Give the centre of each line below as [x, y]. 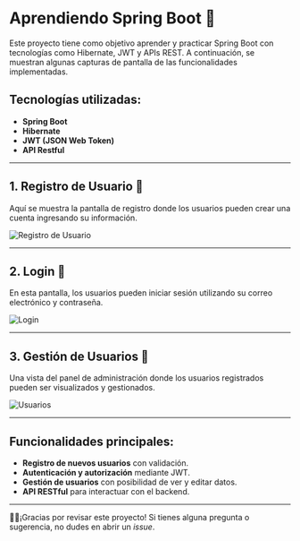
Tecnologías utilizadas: [75, 100]
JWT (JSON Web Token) [68, 140]
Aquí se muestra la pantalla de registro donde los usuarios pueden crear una [150, 208]
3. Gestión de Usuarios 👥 [79, 356]
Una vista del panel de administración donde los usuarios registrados [137, 378]
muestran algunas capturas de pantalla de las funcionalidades [124, 62]
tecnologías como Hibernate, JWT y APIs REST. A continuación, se [132, 52]
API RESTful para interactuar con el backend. [106, 491]
